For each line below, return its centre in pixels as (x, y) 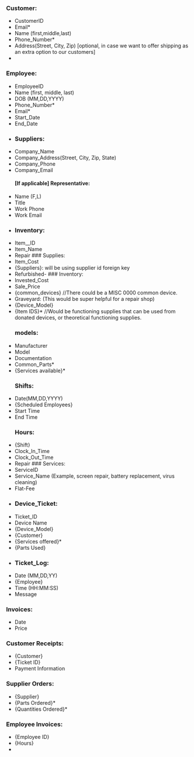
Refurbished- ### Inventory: (49, 274)
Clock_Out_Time (34, 457)
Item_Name (28, 249)
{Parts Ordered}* (35, 703)
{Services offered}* (38, 541)
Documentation (33, 358)
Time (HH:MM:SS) (36, 588)
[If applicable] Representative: (52, 183)
